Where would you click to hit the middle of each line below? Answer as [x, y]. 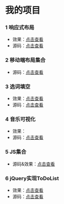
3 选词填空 [18, 87]
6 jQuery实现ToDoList [32, 178]
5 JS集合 [16, 152]
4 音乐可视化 [20, 119]
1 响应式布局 [20, 27]
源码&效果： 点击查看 [33, 164]
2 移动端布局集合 [25, 60]
